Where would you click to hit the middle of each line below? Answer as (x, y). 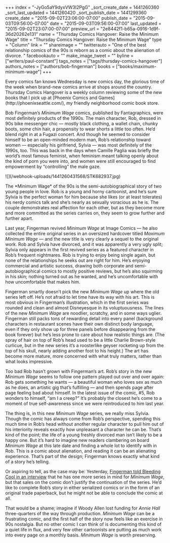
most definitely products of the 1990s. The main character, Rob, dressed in (83, 118)
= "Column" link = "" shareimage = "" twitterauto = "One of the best (76, 45)
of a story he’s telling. (28, 462)
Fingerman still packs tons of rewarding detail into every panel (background (84, 319)
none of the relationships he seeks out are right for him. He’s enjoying (78, 260)
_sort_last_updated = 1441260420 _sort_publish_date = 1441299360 (76, 13)
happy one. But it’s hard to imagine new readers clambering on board (77, 440)
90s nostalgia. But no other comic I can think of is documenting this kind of (83, 524)
